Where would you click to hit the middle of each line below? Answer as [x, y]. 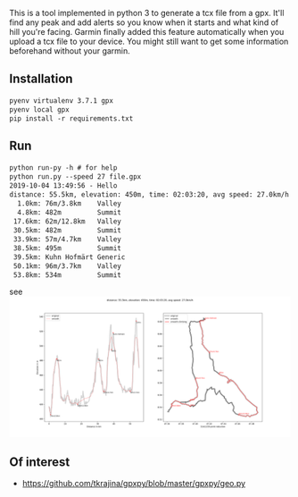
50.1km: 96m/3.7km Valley [67, 266]
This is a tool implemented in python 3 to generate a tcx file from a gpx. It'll [147, 13]
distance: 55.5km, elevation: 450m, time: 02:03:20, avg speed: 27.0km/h [149, 194]
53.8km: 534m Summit [67, 275]
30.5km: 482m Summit [67, 230]
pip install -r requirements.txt [71, 118]
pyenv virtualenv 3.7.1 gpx [62, 101]
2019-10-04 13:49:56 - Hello [63, 185]
